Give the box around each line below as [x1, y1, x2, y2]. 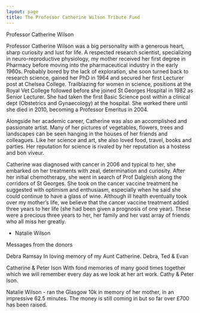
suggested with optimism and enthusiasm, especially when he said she [6, 186, 181, 193]
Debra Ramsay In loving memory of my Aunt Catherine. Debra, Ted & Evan [6, 252, 189, 260]
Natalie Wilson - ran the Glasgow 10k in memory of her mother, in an [6, 288, 174, 296]
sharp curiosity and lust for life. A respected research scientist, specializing [6, 48, 192, 56]
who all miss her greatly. [6, 217, 66, 225]
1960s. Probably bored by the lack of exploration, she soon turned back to [6, 67, 189, 75]
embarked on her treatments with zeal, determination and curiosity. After [6, 167, 185, 174]
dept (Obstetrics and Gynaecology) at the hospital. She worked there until [6, 99, 188, 106]
